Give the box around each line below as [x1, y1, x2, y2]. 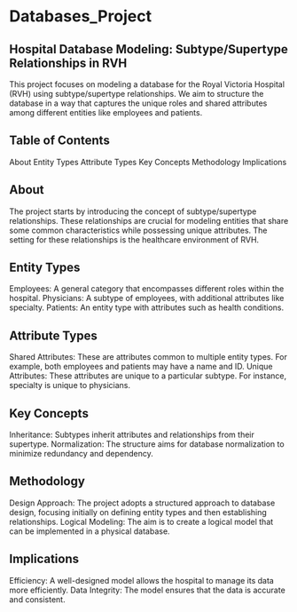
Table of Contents [9, 133, 111, 148]
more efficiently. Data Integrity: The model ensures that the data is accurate [9, 584, 285, 595]
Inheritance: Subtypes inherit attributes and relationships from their [9, 429, 255, 441]
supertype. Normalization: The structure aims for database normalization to [9, 439, 285, 449]
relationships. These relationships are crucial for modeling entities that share [9, 215, 289, 226]
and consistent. [9, 593, 66, 605]
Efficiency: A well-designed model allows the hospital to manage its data [9, 575, 275, 585]
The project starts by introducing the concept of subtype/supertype [9, 206, 257, 217]
